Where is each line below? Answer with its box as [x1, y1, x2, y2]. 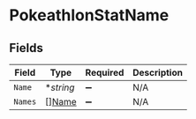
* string [44, 81, 75, 93]
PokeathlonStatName [9, 5, 170, 26]
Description [132, 67, 184, 78]
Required [85, 67, 124, 78]
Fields [9, 41, 44, 56]
